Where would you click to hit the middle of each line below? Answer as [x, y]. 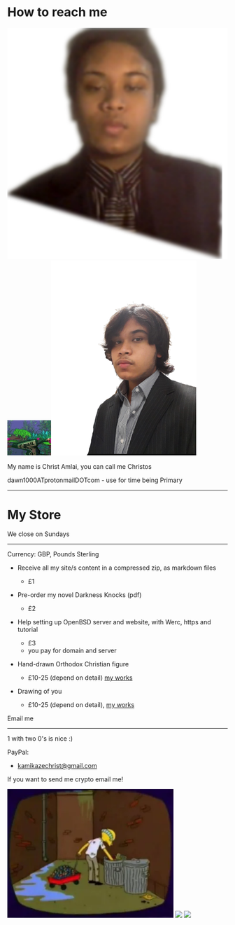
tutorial [28, 630]
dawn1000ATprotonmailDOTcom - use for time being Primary [95, 480]
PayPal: [18, 752]
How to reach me [57, 12]
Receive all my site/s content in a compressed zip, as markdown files [117, 568]
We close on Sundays [38, 534]
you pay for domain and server [72, 651]
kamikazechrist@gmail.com [57, 766]
